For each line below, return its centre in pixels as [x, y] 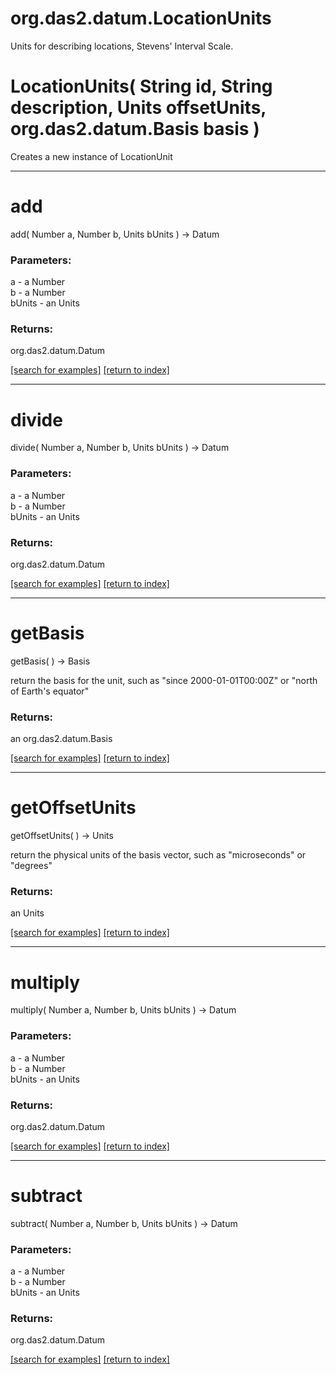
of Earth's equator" [50, 691]
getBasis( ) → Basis [50, 661]
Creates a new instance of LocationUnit [91, 156]
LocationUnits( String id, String [141, 86]
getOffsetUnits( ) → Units [62, 836]
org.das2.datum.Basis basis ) [135, 129]
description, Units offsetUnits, [138, 108]
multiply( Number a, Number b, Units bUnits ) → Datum [123, 1010]
